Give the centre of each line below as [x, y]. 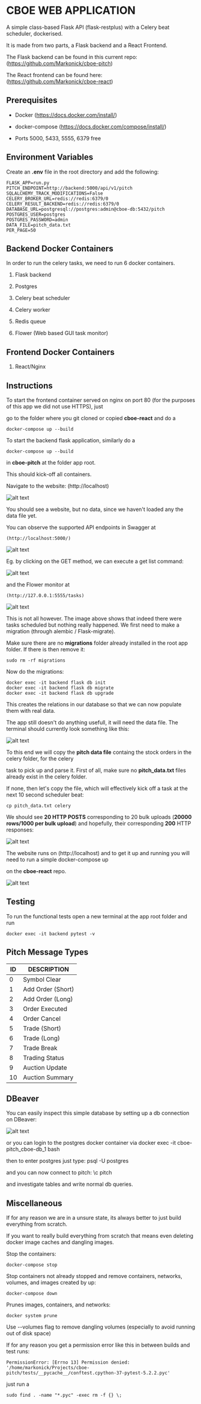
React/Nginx [30, 367]
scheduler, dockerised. [34, 33]
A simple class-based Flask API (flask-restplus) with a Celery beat [88, 27]
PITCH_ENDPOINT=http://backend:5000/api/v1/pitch [70, 188]
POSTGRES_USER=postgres [36, 215]
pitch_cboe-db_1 [26, 1149]
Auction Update [45, 1067]
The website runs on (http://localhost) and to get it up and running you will [98, 853]
